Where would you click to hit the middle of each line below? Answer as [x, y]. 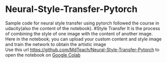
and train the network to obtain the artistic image [56, 44]
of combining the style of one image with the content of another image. [79, 33]
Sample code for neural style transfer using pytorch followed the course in [82, 23]
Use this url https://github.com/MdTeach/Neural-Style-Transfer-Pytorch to [82, 49]
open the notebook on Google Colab [43, 55]
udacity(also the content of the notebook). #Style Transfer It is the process [83, 28]
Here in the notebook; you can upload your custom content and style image [83, 39]
